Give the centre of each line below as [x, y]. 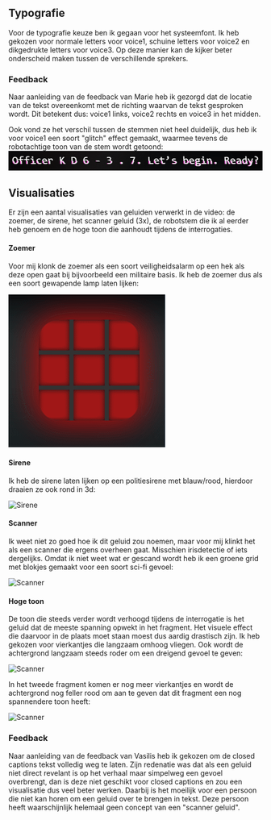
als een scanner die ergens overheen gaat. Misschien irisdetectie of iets [128, 550]
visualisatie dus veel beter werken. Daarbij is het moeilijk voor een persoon [133, 790]
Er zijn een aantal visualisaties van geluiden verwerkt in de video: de [122, 212]
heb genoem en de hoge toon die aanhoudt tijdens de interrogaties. [121, 230]
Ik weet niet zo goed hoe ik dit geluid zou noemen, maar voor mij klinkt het [132, 541]
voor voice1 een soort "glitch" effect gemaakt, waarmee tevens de [118, 138]
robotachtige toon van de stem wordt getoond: [86, 147]
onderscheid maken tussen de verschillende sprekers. [98, 58]
